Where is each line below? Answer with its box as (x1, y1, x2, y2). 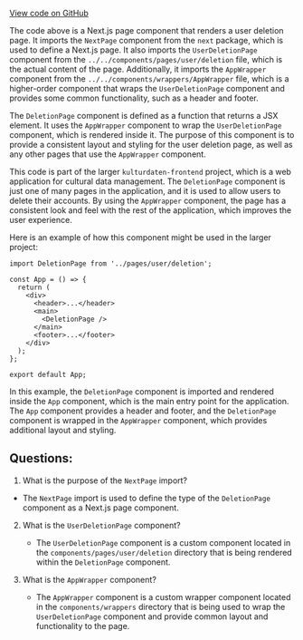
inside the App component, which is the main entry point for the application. (9, 396, 289, 406)
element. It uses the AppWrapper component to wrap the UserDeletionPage (9, 120, 282, 131)
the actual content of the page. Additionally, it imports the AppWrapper (9, 63, 267, 74)
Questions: (9, 451, 73, 466)
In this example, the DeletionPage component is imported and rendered (9, 386, 274, 397)
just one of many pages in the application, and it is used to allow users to (9, 186, 281, 196)
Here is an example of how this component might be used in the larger (9, 232, 271, 243)
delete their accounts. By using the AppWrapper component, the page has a (9, 195, 287, 206)
